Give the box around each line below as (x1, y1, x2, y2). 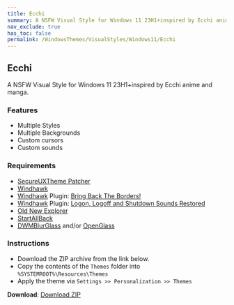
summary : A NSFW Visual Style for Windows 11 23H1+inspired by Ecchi (7, 17, 214, 24)
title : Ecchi (7, 10, 45, 17)
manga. (7, 88, 29, 96)
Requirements (7, 161, 56, 171)
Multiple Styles (17, 121, 61, 130)
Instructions (7, 239, 50, 248)
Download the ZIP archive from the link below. (17, 254, 150, 262)
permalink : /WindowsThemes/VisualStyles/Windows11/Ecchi (7, 36, 176, 43)
